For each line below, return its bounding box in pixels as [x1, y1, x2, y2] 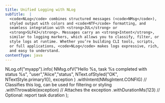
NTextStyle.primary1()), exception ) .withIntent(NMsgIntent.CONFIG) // [5, 77, 147, 82]
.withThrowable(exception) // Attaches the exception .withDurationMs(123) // [5, 87, 161, 93]
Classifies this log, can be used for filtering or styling [5, 82, 112, 88]
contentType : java [5, 52, 43, 58]
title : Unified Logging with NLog [5, 7, 76, 12]
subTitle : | [5, 12, 32, 17]
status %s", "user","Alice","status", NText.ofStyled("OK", [5, 72, 119, 77]
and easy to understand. [9, 48, 60, 53]
